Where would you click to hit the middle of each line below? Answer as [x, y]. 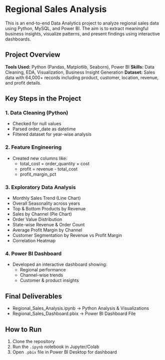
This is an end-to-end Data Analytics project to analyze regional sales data [82, 23]
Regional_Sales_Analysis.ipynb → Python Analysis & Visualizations [80, 308]
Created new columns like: [40, 158]
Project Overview [33, 55]
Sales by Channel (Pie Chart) [42, 214]
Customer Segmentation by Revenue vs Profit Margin [67, 235]
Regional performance [43, 270]
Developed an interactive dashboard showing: [60, 264]
